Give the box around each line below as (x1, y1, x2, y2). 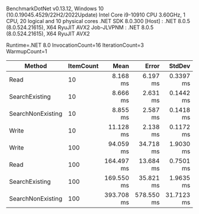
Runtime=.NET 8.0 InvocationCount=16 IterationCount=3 (6, 41, 144, 48)
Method (24, 62, 47, 70)
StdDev (169, 62, 191, 70)
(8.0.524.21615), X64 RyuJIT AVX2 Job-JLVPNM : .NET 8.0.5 (6, 24, 154, 31)
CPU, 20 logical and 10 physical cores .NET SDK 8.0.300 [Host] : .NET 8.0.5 (6, 18, 191, 24)
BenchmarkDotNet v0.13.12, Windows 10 (6, 5, 104, 12)
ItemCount (68, 62, 99, 70)
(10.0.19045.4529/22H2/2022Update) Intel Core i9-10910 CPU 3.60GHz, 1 (6, 11, 185, 18)
